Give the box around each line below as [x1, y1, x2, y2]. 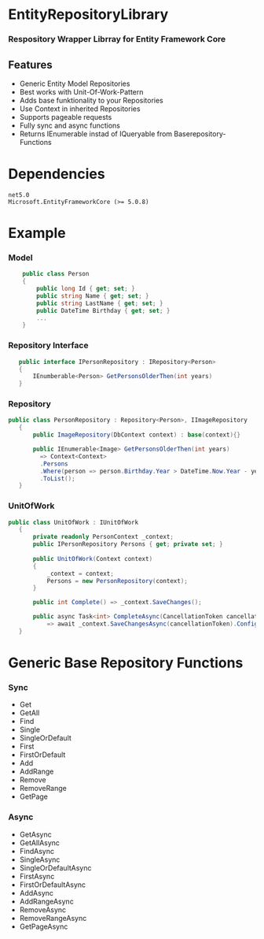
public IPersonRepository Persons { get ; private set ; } [32, 540, 223, 548]
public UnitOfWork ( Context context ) [32, 555, 153, 562]
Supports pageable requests [19, 112, 112, 121]
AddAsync [19, 888, 53, 897]
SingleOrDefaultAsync [19, 863, 92, 872]
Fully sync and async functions [19, 121, 120, 130]
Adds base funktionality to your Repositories [19, 95, 163, 105]
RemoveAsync [19, 904, 67, 915]
